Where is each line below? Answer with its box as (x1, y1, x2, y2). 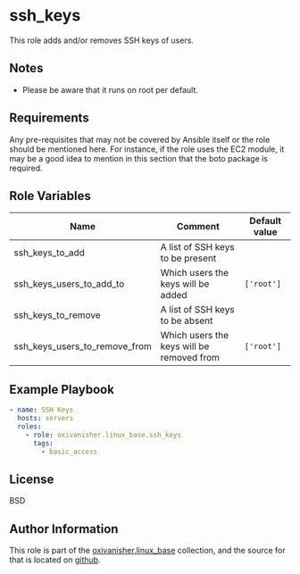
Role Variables (9, 188, 91, 204)
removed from (160, 352, 221, 364)
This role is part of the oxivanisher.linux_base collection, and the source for (9, 545, 286, 556)
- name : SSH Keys (9, 405, 74, 415)
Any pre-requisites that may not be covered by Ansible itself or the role (9, 134, 271, 145)
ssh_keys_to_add (13, 246, 85, 259)
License (9, 471, 54, 487)
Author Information (9, 521, 119, 537)
